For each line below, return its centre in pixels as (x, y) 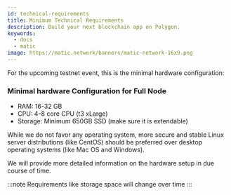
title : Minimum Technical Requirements (66, 20)
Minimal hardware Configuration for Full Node (87, 90)
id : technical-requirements (48, 14)
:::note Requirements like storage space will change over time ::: (100, 184)
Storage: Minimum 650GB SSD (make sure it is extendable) (103, 121)
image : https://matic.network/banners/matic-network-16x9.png (100, 53)
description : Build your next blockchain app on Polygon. (94, 27)
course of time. (29, 171)
